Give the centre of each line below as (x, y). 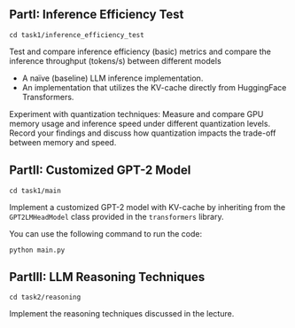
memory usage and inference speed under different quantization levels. (140, 123)
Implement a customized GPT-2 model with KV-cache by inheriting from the (147, 207)
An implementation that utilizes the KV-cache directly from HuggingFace (154, 87)
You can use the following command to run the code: (105, 233)
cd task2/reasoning (45, 297)
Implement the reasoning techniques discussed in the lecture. (122, 314)
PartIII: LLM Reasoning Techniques (107, 277)
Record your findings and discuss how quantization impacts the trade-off (143, 133)
